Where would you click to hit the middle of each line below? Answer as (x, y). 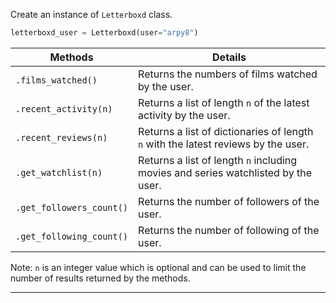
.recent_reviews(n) (61, 137)
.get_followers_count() (72, 207)
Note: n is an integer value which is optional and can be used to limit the (158, 267)
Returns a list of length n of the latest (224, 102)
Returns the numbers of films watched (228, 74)
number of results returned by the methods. (100, 278)
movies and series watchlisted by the (225, 172)
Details (229, 57)
